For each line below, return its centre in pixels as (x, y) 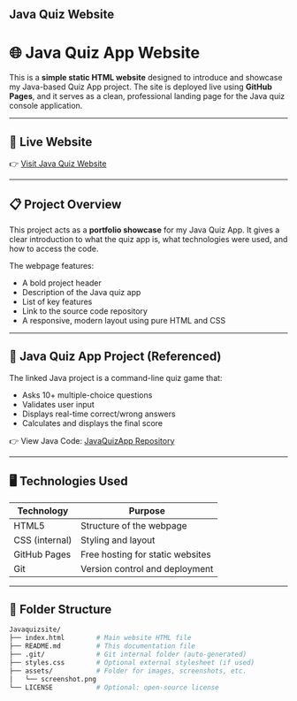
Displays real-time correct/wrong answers (99, 414)
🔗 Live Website (51, 142)
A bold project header (61, 283)
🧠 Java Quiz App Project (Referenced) (115, 357)
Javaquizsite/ (35, 630)
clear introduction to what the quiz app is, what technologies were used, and (148, 239)
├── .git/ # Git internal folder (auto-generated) (128, 655)
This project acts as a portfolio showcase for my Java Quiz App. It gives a (145, 230)
